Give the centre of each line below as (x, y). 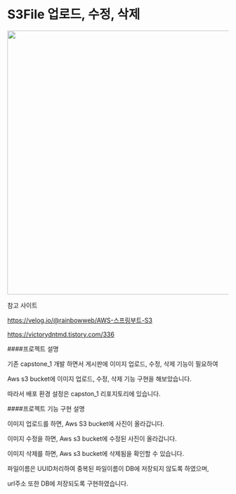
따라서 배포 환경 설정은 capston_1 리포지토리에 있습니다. (84, 393)
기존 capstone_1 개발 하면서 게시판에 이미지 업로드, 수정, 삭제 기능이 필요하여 (113, 364)
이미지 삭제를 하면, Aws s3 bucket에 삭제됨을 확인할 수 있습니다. (96, 453)
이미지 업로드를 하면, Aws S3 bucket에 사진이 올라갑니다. (86, 424)
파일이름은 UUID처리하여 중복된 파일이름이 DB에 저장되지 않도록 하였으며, (108, 468)
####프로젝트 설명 (33, 348)
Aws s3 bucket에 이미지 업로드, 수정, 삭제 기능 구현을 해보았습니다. (99, 379)
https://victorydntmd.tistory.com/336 (61, 334)
